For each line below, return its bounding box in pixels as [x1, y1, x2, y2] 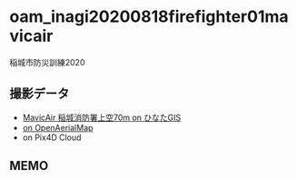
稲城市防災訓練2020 [9, 56, 85, 67]
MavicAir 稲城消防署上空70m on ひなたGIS [22, 112, 182, 123]
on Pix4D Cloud [22, 132, 82, 143]
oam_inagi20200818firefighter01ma [9, 6, 289, 27]
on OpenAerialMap [22, 122, 94, 133]
